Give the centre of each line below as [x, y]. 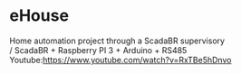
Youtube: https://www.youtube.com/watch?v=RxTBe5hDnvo [120, 60]
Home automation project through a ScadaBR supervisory [117, 41]
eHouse [39, 16]
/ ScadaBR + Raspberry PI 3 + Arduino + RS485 [98, 50]
